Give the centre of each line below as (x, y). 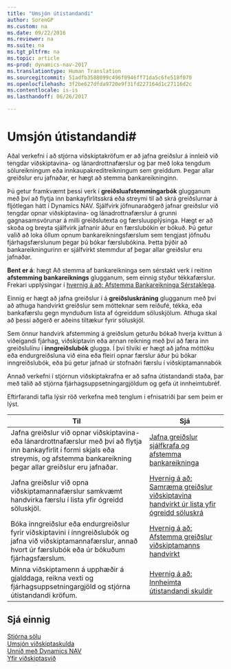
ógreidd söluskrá (176, 512)
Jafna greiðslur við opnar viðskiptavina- (75, 432)
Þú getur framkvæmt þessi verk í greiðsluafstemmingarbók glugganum (109, 191)
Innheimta (165, 582)
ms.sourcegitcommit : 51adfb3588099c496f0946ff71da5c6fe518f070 (100, 77)
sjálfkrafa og (169, 445)
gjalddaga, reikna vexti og (52, 577)
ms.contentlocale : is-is (43, 90)
